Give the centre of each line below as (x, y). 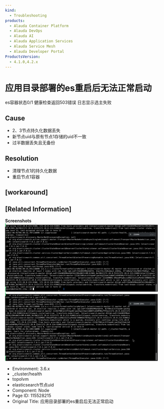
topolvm (20, 379)
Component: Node (31, 390)
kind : (10, 10)
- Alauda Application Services (41, 41)
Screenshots (18, 221)
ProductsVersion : (23, 57)
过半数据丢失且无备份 (33, 143)
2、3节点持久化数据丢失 (36, 131)
